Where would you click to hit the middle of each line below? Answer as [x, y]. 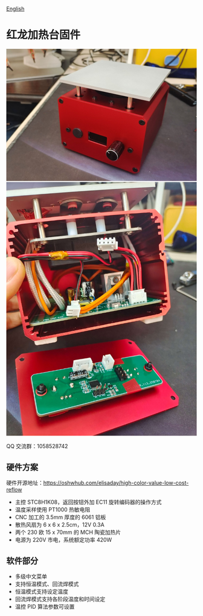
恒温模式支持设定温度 [41, 592]
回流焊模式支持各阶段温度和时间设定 [60, 599]
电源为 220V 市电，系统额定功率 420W [63, 540]
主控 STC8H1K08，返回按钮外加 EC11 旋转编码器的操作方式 [88, 502]
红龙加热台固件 [43, 35]
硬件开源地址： [25, 483]
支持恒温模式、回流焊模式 [47, 584]
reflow [14, 490]
